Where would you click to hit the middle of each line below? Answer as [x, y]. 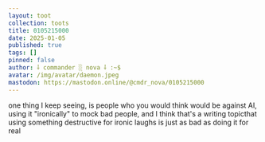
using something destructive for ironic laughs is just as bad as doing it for [129, 122]
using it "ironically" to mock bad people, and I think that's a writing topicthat [132, 113]
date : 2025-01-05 [37, 38]
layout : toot [30, 16]
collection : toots [39, 23]
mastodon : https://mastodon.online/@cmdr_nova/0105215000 [106, 82]
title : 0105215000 [39, 30]
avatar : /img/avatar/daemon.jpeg [64, 75]
